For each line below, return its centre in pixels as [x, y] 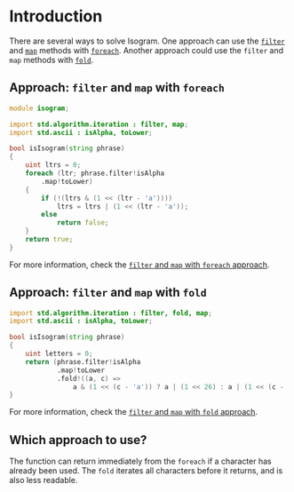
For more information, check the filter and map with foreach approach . [139, 265]
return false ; [83, 223]
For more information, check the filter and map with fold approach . [134, 412]
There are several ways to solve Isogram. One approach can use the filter [147, 41]
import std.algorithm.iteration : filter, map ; [99, 124]
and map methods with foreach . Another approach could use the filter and [147, 50]
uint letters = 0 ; [59, 354]
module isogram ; [39, 108]
